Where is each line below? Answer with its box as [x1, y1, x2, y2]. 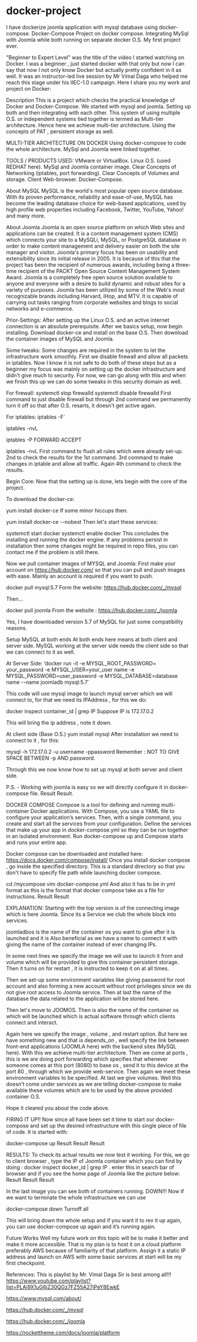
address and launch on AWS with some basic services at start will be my [6, 1253, 182, 1260]
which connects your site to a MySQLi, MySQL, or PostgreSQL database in [6, 236, 186, 243]
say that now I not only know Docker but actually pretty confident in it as [6, 66, 182, 73]
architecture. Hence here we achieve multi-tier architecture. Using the [6, 121, 176, 128]
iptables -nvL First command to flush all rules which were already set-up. [6, 447, 183, 454]
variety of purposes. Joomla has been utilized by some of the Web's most [6, 286, 185, 293]
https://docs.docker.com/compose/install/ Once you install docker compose [6, 856, 191, 863]
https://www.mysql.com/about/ [6, 1295, 82, 1302]
